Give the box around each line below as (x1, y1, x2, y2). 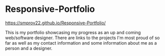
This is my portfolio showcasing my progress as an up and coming (5, 29, 141, 35)
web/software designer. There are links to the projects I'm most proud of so (5, 35, 160, 41)
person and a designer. (5, 45, 53, 51)
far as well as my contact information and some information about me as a (5, 40, 157, 46)
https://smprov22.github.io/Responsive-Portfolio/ (5, 20, 106, 26)
